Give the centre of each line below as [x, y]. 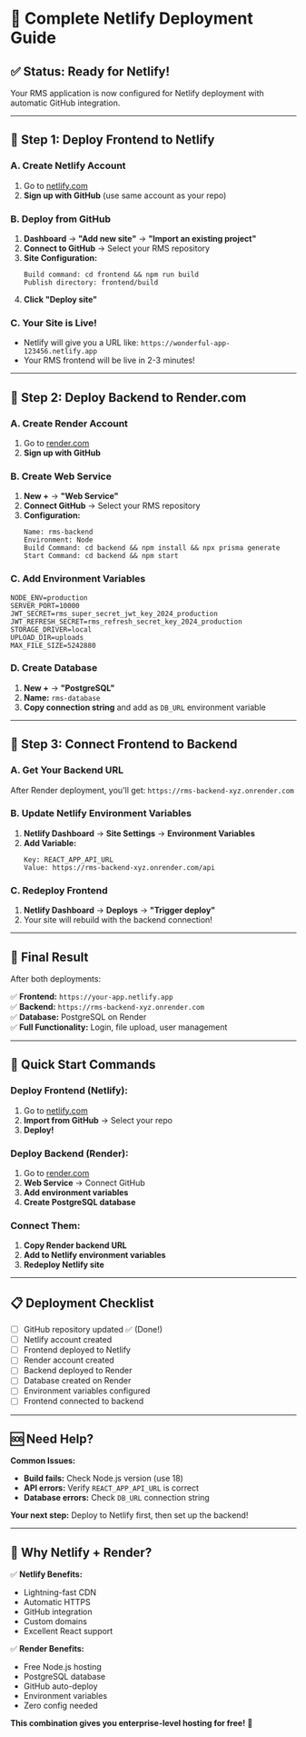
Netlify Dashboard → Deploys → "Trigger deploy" [119, 910]
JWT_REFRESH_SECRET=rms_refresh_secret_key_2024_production [127, 622]
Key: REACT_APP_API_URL [69, 859]
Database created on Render [77, 1381]
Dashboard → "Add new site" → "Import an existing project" [140, 238]
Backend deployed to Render [78, 1371]
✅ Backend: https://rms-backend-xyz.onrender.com [108, 1006]
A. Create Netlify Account [68, 165]
